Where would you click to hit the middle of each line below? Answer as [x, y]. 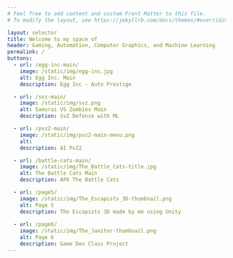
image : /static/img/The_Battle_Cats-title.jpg [88, 167]
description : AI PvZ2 [51, 148]
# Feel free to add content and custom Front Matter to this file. [107, 14]
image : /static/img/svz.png [60, 103]
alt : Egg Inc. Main [48, 78]
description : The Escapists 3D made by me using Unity [101, 212]
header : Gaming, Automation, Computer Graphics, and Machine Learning [111, 46]
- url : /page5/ [35, 192]
